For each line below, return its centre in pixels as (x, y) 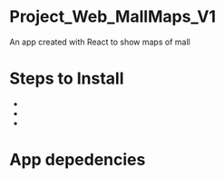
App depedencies (78, 160)
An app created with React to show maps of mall (100, 42)
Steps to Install (67, 79)
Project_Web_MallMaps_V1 (112, 17)
